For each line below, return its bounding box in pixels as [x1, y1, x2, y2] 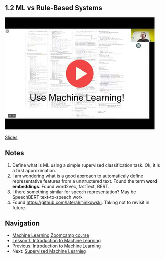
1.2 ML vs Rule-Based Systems [5, 4, 103, 12]
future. [12, 204, 26, 211]
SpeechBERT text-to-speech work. [12, 194, 84, 200]
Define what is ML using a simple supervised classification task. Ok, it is [12, 162, 160, 168]
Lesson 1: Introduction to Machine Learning [12, 238, 101, 244]
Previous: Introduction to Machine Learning [12, 243, 101, 249]
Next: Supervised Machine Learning [12, 248, 86, 254]
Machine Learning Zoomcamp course [12, 232, 89, 238]
